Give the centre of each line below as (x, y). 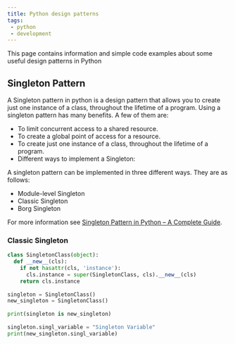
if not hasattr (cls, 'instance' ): (70, 269)
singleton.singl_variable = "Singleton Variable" (82, 327)
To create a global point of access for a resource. (89, 136)
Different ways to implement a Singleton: (76, 159)
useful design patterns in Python (55, 61)
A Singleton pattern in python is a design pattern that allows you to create (114, 100)
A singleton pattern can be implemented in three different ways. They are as (118, 173)
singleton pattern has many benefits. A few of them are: (88, 115)
